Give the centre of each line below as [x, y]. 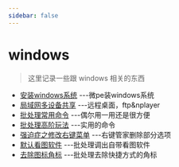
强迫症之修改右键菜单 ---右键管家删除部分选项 [95, 134]
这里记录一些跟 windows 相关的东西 [86, 78]
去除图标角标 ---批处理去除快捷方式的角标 [88, 154]
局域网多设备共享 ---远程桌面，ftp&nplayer [90, 105]
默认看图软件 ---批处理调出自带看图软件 [85, 145]
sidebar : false [33, 16]
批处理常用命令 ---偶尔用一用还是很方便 [85, 115]
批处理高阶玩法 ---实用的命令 [68, 125]
